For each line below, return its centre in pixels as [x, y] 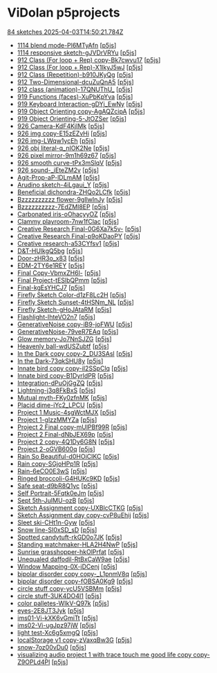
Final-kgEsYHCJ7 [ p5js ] [51, 287]
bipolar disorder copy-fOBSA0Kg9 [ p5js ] [75, 581]
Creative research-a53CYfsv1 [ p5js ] [68, 243]
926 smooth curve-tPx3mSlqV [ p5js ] [69, 162]
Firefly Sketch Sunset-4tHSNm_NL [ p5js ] [76, 302]
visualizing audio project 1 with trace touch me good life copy [104, 654]
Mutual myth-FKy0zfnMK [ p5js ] [62, 397]
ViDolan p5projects [64, 13]
